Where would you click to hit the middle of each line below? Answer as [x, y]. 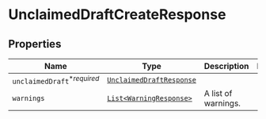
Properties [35, 44]
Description [226, 66]
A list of [218, 94]
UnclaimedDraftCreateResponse [117, 15]
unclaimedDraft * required [56, 80]
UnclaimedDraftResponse [151, 80]
